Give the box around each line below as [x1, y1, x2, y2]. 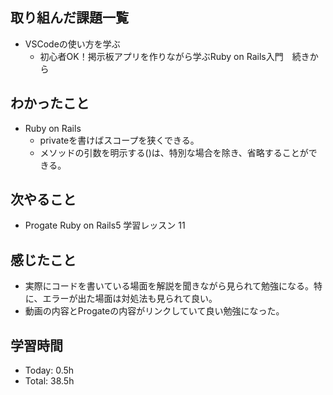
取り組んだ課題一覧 [10, 9, 129, 27]
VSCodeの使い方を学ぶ [24, 38, 121, 50]
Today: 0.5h [24, 364, 75, 377]
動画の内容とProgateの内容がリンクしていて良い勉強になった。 [24, 305, 285, 317]
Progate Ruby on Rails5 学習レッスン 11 [24, 219, 186, 232]
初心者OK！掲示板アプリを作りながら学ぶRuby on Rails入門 [39, 50, 284, 62]
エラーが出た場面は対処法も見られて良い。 [42, 293, 218, 305]
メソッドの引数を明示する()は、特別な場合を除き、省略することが [39, 146, 309, 158]
